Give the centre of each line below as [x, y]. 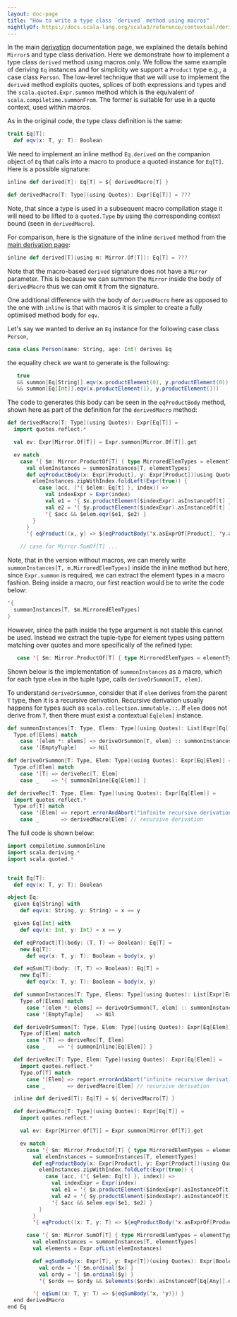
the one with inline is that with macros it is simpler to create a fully [105, 307]
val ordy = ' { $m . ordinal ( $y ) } [86, 1275]
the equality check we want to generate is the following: [89, 362]
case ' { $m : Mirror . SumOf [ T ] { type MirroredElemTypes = [111, 1236]
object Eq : [23, 897]
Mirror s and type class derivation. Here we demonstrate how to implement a [119, 54]
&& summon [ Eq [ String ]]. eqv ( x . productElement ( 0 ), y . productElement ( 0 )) [123, 382]
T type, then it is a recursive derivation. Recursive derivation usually [105, 700]
